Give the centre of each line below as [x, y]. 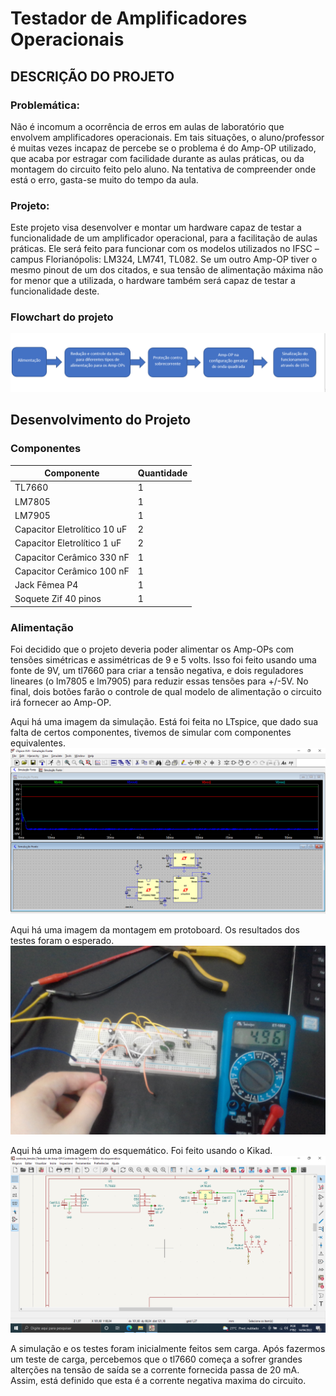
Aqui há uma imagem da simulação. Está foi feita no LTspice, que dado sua [164, 722]
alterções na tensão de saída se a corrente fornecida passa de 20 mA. [155, 1369]
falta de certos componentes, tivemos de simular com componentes [151, 733]
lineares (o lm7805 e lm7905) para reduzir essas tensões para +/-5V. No [159, 681]
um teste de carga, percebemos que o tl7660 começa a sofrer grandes [156, 1359]
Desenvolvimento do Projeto [101, 420]
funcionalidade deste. [55, 291]
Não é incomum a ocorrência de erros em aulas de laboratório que [147, 126]
